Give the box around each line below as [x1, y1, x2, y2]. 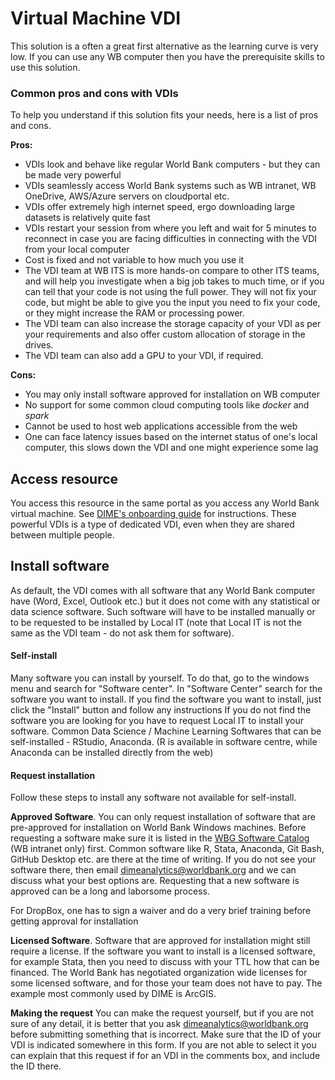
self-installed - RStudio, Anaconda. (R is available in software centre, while [10, 736, 318, 748]
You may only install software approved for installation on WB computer [24, 388, 320, 401]
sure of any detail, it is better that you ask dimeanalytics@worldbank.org [10, 1018, 309, 1030]
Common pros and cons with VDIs [10, 86, 179, 100]
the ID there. [10, 1060, 62, 1072]
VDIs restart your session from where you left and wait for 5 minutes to [24, 222, 317, 234]
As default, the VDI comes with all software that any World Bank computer [10, 584, 316, 596]
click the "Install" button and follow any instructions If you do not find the [10, 704, 312, 716]
